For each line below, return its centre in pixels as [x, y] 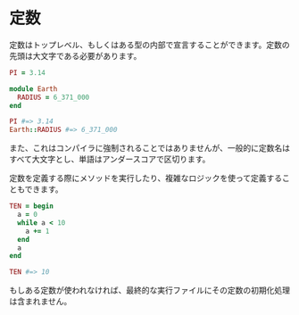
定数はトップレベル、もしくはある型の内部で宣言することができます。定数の [149, 45]
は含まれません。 [41, 302]
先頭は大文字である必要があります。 [75, 55]
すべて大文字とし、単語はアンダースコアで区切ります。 [110, 159]
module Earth [33, 89]
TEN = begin [31, 206]
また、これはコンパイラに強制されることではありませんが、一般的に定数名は [149, 148]
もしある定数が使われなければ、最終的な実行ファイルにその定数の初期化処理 [150, 290]
